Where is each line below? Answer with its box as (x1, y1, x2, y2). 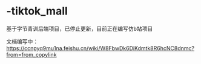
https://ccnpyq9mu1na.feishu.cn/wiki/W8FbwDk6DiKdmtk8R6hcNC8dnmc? (6, 44, 195, 52)
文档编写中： (6, 37, 38, 45)
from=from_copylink (6, 51, 57, 58)
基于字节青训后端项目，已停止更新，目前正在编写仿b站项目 (6, 25, 153, 32)
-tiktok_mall (6, 4, 68, 18)
